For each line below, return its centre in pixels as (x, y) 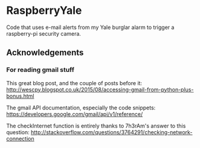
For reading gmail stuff (40, 70)
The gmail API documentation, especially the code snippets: (81, 108)
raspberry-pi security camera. (44, 33)
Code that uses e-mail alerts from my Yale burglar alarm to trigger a (90, 27)
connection (20, 138)
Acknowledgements (45, 53)
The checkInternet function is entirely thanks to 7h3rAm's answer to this (96, 126)
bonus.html (20, 96)
